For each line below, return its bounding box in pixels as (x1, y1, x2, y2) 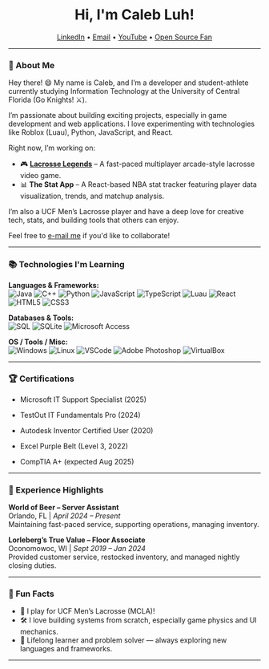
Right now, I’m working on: (8, 143, 96, 153)
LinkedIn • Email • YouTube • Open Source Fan (56, 32, 213, 42)
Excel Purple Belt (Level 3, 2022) (19, 441, 129, 451)
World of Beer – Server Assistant (8, 503, 119, 513)
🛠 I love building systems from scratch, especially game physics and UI (19, 615, 258, 625)
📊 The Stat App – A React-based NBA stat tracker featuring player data (19, 180, 258, 189)
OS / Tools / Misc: (8, 337, 68, 347)
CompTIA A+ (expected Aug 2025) (19, 456, 134, 466)
